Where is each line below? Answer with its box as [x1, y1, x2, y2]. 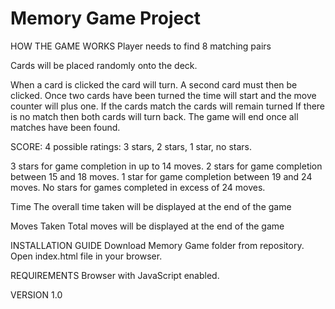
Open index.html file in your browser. [10, 250, 163, 262]
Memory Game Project [10, 7, 201, 30]
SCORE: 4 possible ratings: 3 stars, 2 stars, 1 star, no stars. [10, 140, 253, 152]
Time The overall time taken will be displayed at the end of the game [10, 200, 292, 212]
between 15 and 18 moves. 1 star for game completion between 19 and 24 [10, 170, 313, 182]
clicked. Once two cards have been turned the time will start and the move [10, 89, 317, 101]
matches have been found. [10, 121, 121, 133]
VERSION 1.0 [10, 288, 63, 301]
